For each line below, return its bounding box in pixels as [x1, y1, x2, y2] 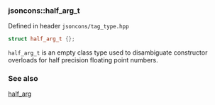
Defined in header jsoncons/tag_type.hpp [8, 22, 130, 31]
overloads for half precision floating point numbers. [8, 56, 158, 65]
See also [8, 74, 38, 84]
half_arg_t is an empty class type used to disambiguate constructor [8, 48, 208, 57]
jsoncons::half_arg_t [8, 6, 80, 16]
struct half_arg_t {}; [8, 35, 75, 43]
